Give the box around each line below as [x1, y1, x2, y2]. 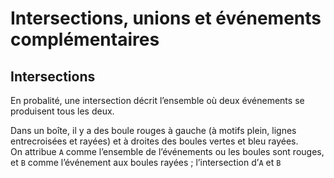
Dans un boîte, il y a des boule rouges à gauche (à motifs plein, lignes [10, 125, 297, 136]
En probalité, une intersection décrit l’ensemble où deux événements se [10, 95, 305, 106]
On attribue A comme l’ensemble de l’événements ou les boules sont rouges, [10, 146, 325, 157]
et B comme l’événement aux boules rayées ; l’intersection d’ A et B [10, 157, 282, 168]
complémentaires [10, 28, 160, 51]
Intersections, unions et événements [10, 7, 322, 30]
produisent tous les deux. [10, 105, 115, 117]
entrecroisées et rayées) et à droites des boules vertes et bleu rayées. [10, 135, 299, 147]
